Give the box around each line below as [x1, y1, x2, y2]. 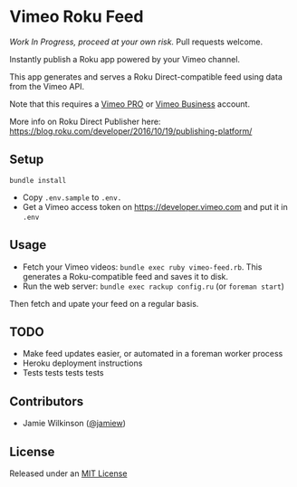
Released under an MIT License [9, 468, 128, 479]
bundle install [9, 176, 67, 185]
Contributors [9, 394, 84, 409]
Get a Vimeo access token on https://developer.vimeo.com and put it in [22, 201, 288, 212]
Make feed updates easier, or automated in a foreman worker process [22, 349, 283, 359]
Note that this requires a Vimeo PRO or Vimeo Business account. [9, 98, 251, 110]
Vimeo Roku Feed [9, 6, 144, 27]
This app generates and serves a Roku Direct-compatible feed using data [9, 71, 283, 82]
